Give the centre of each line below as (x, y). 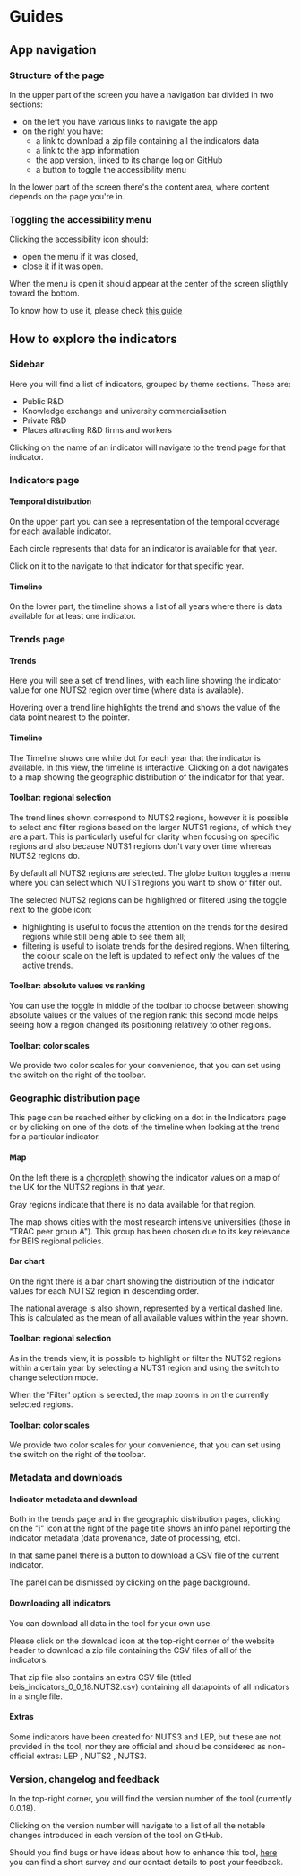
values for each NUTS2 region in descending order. (104, 1290)
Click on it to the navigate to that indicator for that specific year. (127, 566)
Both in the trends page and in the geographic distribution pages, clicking (145, 1519)
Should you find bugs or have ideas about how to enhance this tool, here (143, 1853)
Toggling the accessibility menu (81, 219)
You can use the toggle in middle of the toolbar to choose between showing (149, 1005)
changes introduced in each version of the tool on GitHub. (116, 1836)
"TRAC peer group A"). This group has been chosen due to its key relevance (150, 1231)
